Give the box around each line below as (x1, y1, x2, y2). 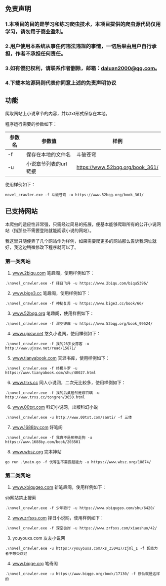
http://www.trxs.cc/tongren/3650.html (5, 395, 85, 400)
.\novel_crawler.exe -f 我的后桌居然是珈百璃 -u (5, 390, 100, 395)
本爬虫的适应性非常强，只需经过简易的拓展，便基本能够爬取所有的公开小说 (5, 221, 157, 227)
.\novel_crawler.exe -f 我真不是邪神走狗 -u (5, 435, 92, 440)
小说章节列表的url (26, 160, 67, 167)
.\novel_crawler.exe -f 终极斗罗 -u (5, 366, 78, 371)
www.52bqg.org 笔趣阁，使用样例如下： (12, 310, 94, 316)
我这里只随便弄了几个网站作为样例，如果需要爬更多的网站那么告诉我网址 (5, 238, 152, 244)
